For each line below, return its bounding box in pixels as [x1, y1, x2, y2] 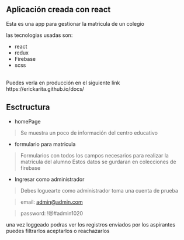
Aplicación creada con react [6, 5, 111, 15]
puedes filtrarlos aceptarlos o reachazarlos [6, 227, 110, 234]
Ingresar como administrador [14, 176, 85, 183]
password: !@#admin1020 [20, 210, 84, 217]
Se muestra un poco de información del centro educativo [20, 129, 158, 136]
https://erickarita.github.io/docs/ [6, 85, 85, 92]
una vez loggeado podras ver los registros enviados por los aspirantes [6, 221, 176, 228]
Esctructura [6, 102, 50, 112]
